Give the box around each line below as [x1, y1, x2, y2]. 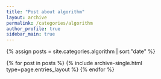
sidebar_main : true [6, 31, 55, 37]
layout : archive [6, 14, 47, 21]
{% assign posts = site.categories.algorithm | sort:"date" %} [6, 48, 156, 55]
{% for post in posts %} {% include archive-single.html [6, 60, 143, 67]
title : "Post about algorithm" [6, 8, 85, 15]
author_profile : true [6, 25, 61, 32]
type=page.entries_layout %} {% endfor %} [6, 66, 115, 73]
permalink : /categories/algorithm [6, 20, 93, 26]
